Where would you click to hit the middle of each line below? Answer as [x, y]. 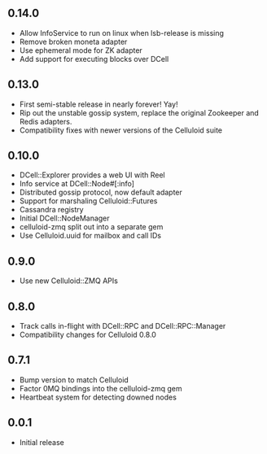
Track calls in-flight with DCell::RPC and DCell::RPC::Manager [123, 326]
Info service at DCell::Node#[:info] [77, 184]
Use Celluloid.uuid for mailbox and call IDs [90, 236]
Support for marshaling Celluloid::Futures [88, 201]
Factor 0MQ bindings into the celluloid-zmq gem [101, 388]
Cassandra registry [51, 210]
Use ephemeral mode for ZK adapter [81, 50]
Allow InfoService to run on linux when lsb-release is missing [122, 33]
